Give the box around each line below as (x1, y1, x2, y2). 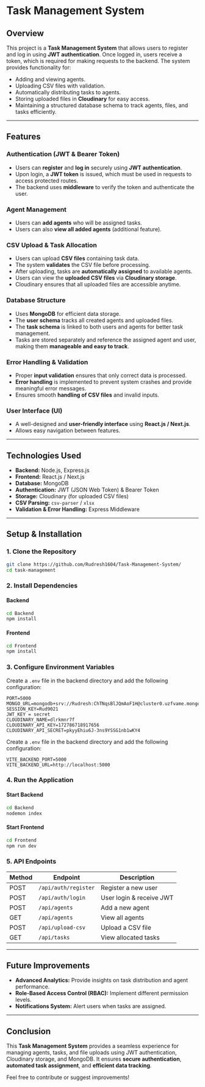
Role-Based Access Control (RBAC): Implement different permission (15, 990, 189, 997)
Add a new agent (100, 903, 149, 912)
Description (120, 873, 154, 881)
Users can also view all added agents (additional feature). (15, 225, 162, 233)
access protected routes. (15, 177, 78, 184)
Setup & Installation (6, 529, 82, 539)
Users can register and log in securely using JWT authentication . (15, 163, 182, 171)
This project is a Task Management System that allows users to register (6, 44, 188, 51)
